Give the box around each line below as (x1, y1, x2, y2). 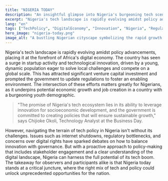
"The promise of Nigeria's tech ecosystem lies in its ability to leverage (17, 102, 162, 108)
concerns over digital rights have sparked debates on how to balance (5, 138, 148, 144)
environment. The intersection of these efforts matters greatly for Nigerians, (5, 81, 161, 87)
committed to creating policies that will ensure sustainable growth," (17, 112, 156, 118)
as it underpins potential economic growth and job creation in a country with (5, 86, 162, 93)
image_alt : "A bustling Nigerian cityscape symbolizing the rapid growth (5, 36, 162, 41)
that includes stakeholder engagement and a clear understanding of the (5, 149, 153, 155)
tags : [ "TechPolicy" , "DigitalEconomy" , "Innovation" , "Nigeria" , (5, 26, 146, 31)
